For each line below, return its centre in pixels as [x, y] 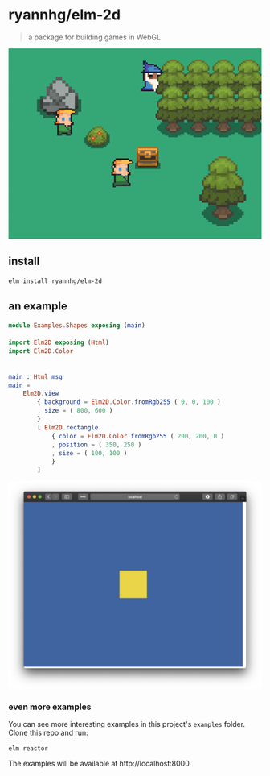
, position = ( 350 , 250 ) [96, 445]
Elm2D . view [41, 394]
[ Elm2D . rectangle [68, 427]
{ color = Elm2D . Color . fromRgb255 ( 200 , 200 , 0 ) [138, 436]
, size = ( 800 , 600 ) [75, 411]
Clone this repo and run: [48, 732]
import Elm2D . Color [41, 351]
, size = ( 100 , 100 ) [89, 453]
